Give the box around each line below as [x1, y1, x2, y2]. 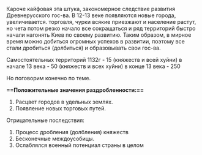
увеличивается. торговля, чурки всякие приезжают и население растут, [6, 18, 196, 25]
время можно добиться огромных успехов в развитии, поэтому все [6, 38, 185, 45]
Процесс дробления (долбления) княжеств [15, 129, 129, 135]
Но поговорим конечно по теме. [6, 75, 91, 81]
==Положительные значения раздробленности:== [6, 86, 144, 94]
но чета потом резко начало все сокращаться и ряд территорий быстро [6, 25, 196, 32]
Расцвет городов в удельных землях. [15, 98, 113, 105]
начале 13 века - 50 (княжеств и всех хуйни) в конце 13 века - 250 [6, 62, 181, 70]
